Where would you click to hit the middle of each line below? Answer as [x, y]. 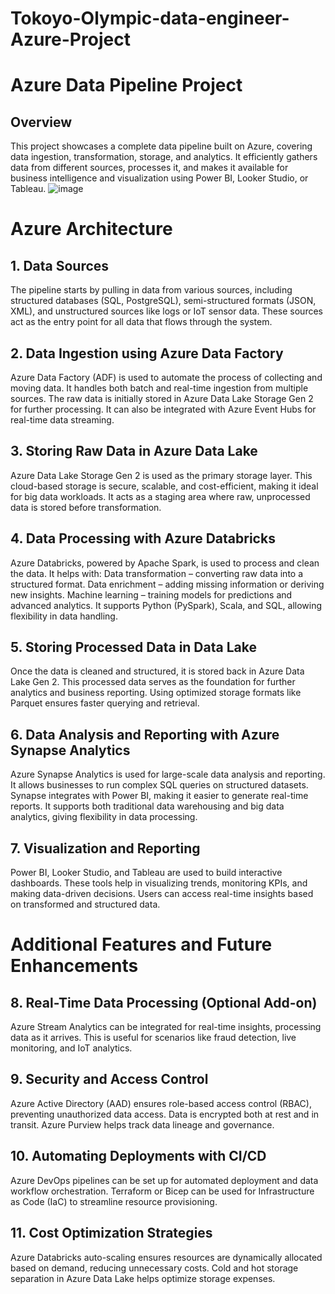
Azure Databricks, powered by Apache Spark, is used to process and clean [165, 563]
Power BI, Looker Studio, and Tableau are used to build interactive [146, 873]
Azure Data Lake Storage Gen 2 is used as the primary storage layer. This [161, 475]
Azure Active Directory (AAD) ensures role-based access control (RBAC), [161, 1103]
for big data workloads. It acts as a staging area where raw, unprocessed [160, 496]
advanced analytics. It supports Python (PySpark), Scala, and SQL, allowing [166, 605]
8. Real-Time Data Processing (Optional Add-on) [164, 1002]
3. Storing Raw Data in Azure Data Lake [134, 451]
